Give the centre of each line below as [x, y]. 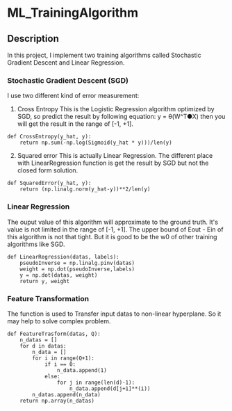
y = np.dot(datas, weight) [59, 275]
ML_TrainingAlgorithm [73, 13]
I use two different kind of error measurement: [73, 96]
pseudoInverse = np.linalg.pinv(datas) [77, 263]
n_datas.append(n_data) [66, 394]
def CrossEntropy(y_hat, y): [49, 137]
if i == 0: [60, 364]
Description [33, 39]
